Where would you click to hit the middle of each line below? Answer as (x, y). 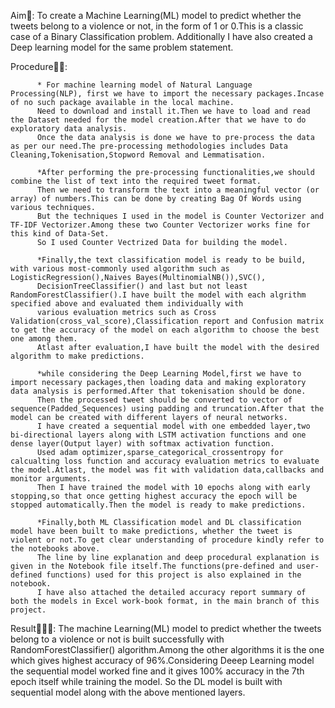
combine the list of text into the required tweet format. (136, 181)
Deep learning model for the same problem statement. (122, 47)
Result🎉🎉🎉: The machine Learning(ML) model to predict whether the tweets (166, 628)
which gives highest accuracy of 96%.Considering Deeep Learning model (162, 660)
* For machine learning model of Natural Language (144, 85)
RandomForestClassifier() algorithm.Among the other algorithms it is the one (167, 649)
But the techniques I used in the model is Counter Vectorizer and (180, 216)
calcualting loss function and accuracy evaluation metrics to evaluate (165, 461)
